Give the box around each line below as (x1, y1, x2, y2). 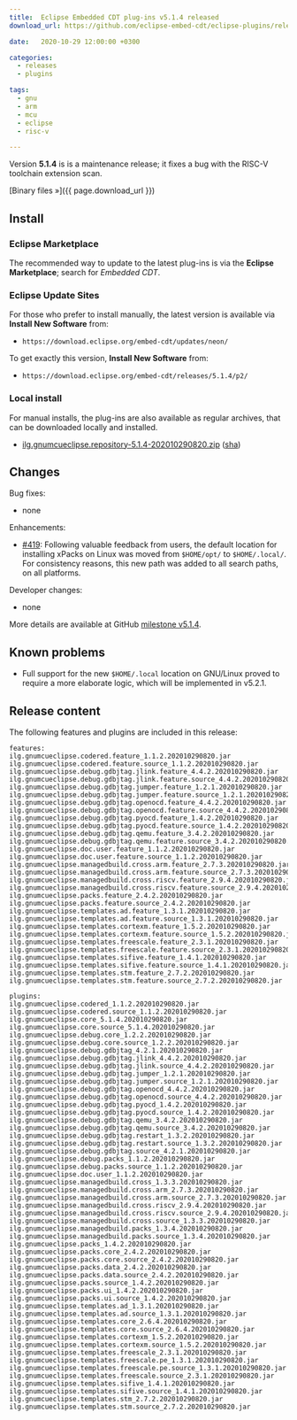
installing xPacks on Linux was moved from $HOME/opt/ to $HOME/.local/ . (21, 549, 287, 560)
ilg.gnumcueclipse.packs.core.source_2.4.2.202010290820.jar (9, 1254, 240, 1264)
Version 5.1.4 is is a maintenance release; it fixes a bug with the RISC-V (9, 158, 269, 169)
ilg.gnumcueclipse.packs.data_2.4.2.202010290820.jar (9, 1262, 212, 1271)
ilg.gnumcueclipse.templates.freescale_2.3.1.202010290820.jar (9, 1347, 247, 1357)
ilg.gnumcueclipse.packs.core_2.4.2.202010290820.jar (9, 1247, 212, 1256)
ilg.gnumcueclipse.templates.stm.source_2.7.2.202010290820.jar (9, 1402, 251, 1411)
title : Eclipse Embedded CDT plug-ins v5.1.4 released (9, 12, 219, 22)
